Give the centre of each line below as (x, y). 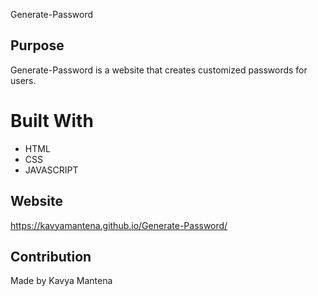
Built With (52, 121)
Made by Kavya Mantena (61, 281)
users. (23, 80)
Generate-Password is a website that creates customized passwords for (159, 70)
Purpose (37, 45)
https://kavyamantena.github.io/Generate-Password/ (119, 225)
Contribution (51, 256)
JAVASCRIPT (51, 170)
